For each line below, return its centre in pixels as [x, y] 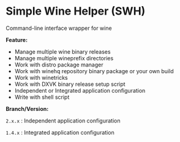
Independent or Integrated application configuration [80, 90]
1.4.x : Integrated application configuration [60, 132]
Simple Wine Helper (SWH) [76, 11]
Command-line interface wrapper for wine [59, 28]
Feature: [17, 40]
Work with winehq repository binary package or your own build [94, 71]
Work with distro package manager [59, 65]
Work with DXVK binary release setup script [70, 84]
